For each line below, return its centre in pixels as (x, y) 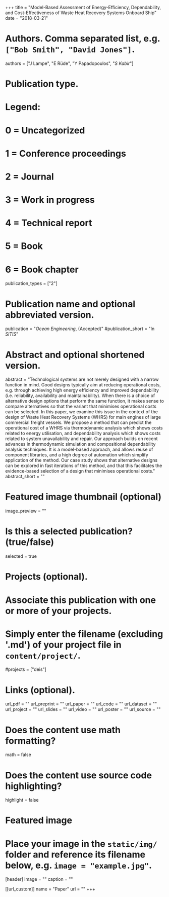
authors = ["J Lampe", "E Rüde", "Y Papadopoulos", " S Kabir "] (69, 63)
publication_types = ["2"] (31, 283)
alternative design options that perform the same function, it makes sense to (84, 401)
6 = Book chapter (42, 270)
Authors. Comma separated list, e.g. (83, 39)
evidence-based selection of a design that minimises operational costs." (80, 471)
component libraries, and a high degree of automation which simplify (77, 455)
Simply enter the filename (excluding (84, 634)
